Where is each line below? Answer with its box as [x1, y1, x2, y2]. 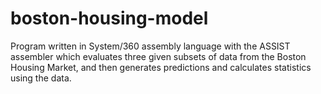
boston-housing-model [10, 7, 209, 30]
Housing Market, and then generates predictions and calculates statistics [10, 61, 312, 73]
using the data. [10, 72, 72, 84]
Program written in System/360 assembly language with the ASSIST [10, 40, 291, 52]
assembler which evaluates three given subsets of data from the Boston [10, 50, 307, 62]
